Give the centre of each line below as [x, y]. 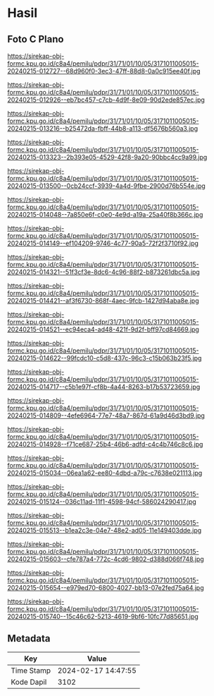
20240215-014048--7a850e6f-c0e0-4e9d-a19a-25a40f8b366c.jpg [105, 214]
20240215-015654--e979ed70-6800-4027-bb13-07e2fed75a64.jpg [106, 588]
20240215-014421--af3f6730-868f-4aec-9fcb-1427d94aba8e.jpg [103, 301]
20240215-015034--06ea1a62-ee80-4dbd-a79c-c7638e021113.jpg [105, 473]
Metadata [29, 638]
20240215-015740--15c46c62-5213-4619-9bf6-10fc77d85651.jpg [103, 617]
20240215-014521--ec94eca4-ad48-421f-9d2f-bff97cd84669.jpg [103, 329]
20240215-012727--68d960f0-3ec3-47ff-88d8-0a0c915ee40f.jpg [104, 71]
